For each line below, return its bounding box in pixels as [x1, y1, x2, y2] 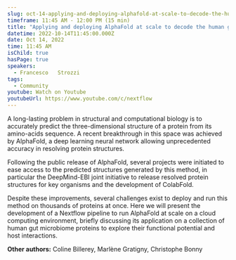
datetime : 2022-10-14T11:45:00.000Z [7, 30, 114, 37]
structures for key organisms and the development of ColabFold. [7, 181, 195, 188]
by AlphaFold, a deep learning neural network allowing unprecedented [7, 137, 211, 145]
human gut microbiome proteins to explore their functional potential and [7, 224, 216, 232]
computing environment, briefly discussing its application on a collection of [7, 216, 225, 225]
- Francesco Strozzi [13, 69, 80, 76]
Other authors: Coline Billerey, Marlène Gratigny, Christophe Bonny [7, 245, 203, 253]
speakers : [7, 63, 37, 70]
